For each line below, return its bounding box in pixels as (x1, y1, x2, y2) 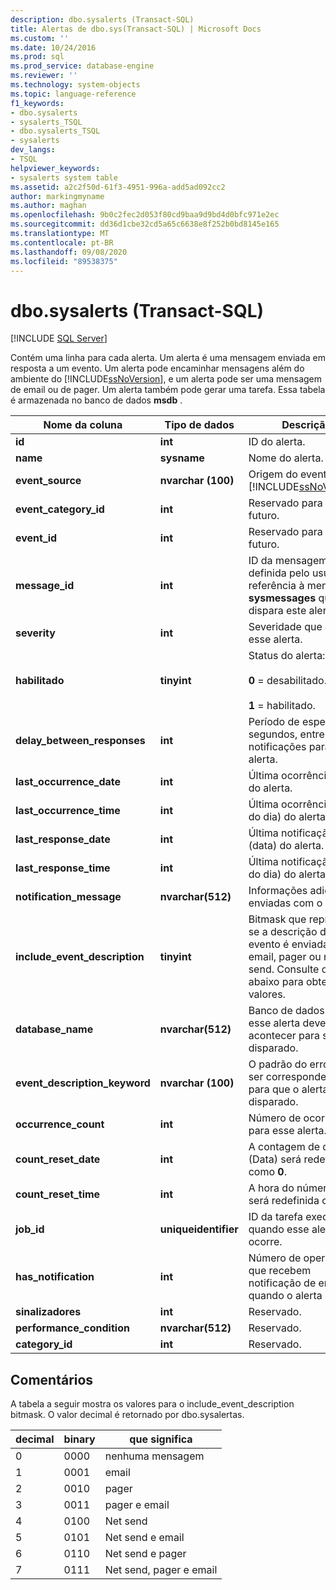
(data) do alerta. (248, 839, 325, 853)
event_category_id (15, 502, 105, 516)
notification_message (15, 890, 122, 904)
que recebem (248, 1264, 312, 1278)
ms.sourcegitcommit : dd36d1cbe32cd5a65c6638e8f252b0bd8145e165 (10, 219, 280, 230)
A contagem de (248, 1140, 321, 1154)
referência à (248, 579, 305, 593)
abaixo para (248, 975, 304, 989)
